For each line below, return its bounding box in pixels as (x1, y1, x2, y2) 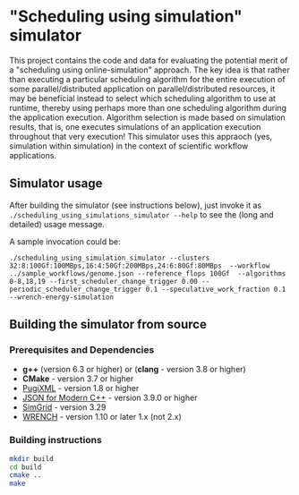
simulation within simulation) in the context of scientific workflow (9, 141, 249, 151)
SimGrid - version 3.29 (21, 402, 107, 413)
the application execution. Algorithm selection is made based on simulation (9, 112, 286, 123)
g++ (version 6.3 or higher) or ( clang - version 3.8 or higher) (21, 364, 246, 375)
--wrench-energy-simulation (9, 293, 115, 302)
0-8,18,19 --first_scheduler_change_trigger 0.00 (9, 277, 199, 286)
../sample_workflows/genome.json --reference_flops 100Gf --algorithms (9, 269, 286, 278)
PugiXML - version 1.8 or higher (21, 383, 140, 394)
